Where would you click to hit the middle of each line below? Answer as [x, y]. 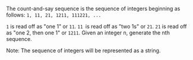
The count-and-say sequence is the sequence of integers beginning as [93, 9]
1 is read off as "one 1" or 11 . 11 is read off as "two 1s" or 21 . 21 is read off [96, 26]
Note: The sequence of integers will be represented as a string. [83, 50]
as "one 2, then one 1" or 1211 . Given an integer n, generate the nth [88, 33]
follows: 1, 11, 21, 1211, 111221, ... [54, 15]
